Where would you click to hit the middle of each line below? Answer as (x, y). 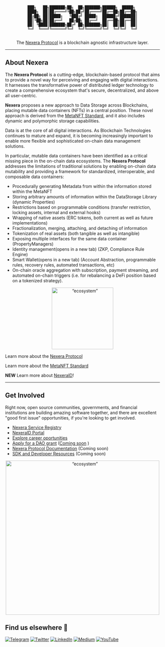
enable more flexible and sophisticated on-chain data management (73, 141)
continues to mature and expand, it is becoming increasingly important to (79, 135)
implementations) (30, 223)
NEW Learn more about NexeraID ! (40, 375)
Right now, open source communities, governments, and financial (71, 407)
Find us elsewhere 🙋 (37, 628)
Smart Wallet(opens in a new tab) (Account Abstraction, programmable (84, 260)
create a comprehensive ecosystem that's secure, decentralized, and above (82, 90)
